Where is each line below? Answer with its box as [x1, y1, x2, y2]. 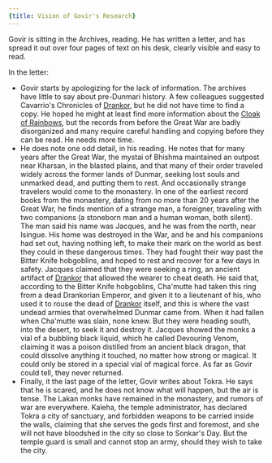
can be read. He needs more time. [19, 135, 135, 145]
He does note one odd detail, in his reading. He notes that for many [19, 143, 245, 153]
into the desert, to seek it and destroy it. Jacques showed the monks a [19, 324, 256, 334]
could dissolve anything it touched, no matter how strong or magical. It [19, 350, 257, 360]
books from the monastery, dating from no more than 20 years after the [19, 195, 260, 205]
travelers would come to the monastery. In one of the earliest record [19, 186, 248, 196]
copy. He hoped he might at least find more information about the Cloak [19, 109, 261, 119]
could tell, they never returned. [19, 367, 123, 378]
